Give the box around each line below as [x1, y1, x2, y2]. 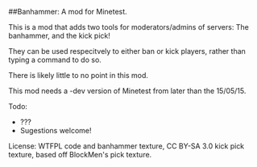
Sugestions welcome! [19, 126, 92, 135]
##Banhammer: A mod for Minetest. [8, 7, 127, 16]
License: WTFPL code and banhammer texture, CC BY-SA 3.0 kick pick [8, 141, 245, 151]
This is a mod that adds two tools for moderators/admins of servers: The [8, 22, 250, 31]
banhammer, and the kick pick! [8, 31, 111, 40]
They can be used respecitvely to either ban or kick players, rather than [8, 47, 246, 55]
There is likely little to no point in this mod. [8, 71, 149, 79]
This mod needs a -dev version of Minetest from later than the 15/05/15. [8, 86, 247, 96]
